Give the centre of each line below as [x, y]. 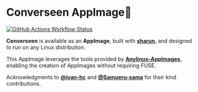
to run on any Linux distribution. [46, 47]
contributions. [24, 84]
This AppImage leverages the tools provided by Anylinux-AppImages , [94, 59]
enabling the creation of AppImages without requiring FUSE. [81, 65]
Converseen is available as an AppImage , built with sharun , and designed [99, 41]
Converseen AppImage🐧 [69, 12]
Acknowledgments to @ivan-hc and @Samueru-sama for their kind [91, 77]
